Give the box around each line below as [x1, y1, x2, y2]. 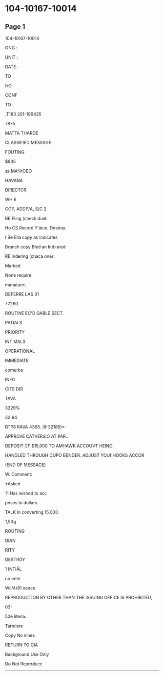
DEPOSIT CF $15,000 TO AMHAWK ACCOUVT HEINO [5, 443, 113, 449]
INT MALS [5, 338, 26, 344]
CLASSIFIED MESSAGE [5, 140, 52, 145]
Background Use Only [5, 652, 49, 657]
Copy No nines [5, 632, 35, 638]
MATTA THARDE [5, 130, 39, 136]
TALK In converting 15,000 [5, 509, 59, 515]
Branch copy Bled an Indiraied [5, 244, 66, 249]
